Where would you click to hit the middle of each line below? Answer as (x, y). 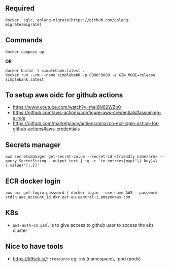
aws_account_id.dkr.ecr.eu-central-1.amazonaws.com (74, 197)
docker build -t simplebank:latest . (45, 71)
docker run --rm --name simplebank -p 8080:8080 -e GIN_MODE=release (80, 75)
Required (20, 8)
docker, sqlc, (20, 20)
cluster (20, 230)
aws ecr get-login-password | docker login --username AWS (69, 193)
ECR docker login (33, 181)
